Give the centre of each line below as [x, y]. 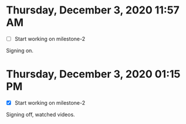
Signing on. [20, 51]
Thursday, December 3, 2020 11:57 [93, 10]
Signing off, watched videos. [40, 114]
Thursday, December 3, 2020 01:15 [93, 74]
